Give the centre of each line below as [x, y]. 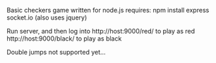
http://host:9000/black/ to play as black [64, 38]
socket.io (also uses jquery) [47, 17]
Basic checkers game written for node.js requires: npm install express [108, 10]
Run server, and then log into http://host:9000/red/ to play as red [101, 31]
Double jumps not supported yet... [56, 52]
